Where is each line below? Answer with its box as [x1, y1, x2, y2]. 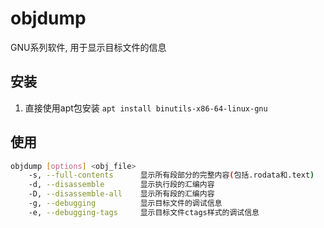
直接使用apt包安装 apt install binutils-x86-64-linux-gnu [24, 102, 268, 114]
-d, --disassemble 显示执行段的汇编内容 [28, 180, 215, 190]
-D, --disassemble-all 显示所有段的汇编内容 [28, 189, 215, 199]
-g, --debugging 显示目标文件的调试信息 [28, 198, 223, 209]
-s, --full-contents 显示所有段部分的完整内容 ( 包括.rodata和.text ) [28, 170, 315, 181]
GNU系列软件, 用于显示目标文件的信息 [10, 41, 167, 53]
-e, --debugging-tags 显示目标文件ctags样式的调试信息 [28, 207, 260, 217]
